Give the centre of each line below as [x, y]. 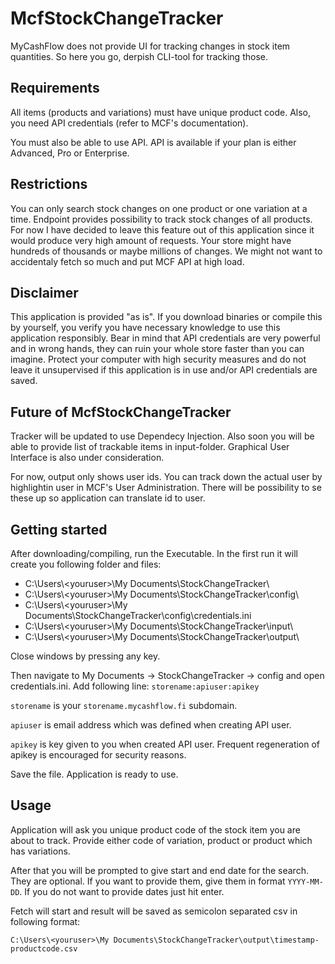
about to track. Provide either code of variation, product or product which [161, 840]
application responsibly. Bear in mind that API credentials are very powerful [165, 338]
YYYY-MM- [305, 882]
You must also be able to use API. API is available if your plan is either [153, 142]
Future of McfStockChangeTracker [121, 412]
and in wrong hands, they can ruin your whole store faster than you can [157, 349]
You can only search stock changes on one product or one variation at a [159, 208]
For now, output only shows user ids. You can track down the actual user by [166, 477]
